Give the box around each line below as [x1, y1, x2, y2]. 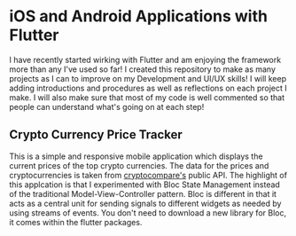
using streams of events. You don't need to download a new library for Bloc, [9, 207, 286, 218]
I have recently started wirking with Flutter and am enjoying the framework [9, 54, 282, 65]
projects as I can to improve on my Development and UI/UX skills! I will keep [9, 73, 286, 83]
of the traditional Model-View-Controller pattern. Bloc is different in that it [9, 188, 277, 199]
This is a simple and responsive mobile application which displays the [9, 151, 263, 161]
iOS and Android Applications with [9, 6, 269, 27]
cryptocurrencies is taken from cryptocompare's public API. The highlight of [9, 169, 288, 180]
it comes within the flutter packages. [9, 216, 143, 227]
